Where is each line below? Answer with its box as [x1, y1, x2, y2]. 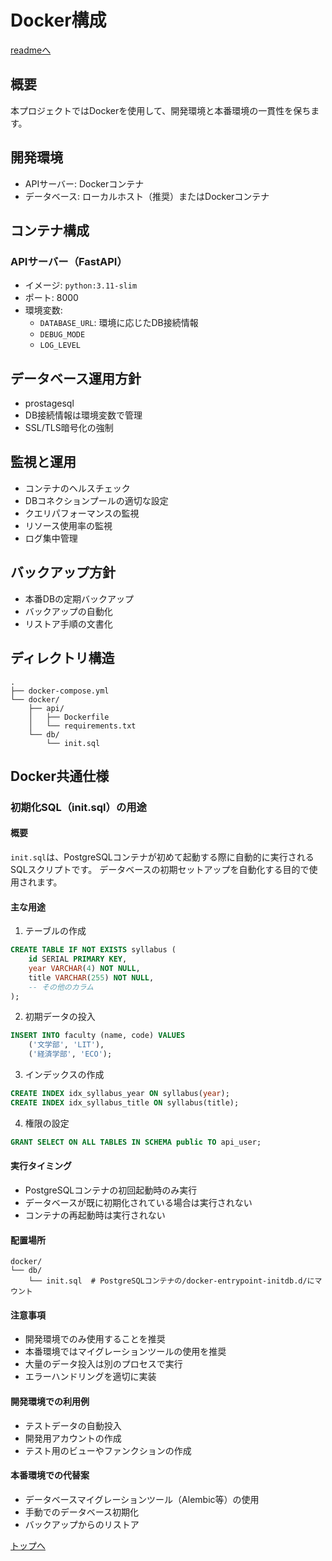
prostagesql [24, 397, 75, 410]
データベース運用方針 [10, 370, 142, 387]
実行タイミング [10, 1160, 72, 1172]
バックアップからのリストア [24, 1518, 140, 1530]
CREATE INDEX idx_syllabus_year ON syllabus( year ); [10, 1089, 230, 1099]
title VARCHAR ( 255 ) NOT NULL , [28, 972, 155, 983]
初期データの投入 [24, 1011, 96, 1023]
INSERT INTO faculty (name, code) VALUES [10, 1031, 186, 1041]
